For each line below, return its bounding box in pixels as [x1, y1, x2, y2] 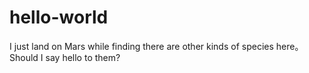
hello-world [9, 6, 109, 29]
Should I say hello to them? [9, 51, 121, 63]
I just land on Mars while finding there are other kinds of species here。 [9, 40, 304, 52]
